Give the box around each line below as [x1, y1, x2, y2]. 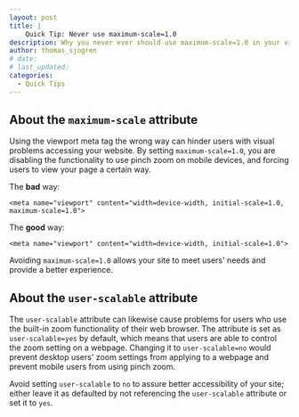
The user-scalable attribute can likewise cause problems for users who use [9, 314, 287, 325]
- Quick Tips [17, 79, 66, 88]
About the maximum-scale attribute [9, 112, 198, 127]
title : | [9, 21, 42, 30]
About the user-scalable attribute [9, 290, 198, 306]
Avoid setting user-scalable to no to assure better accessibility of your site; [9, 379, 285, 389]
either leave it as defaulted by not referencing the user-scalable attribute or [9, 388, 287, 399]
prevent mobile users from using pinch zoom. [9, 362, 176, 372]
